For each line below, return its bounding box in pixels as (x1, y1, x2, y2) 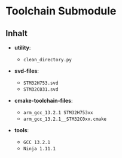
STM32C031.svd (23, 87, 59, 93)
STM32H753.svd (23, 80, 59, 86)
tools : (14, 127, 29, 133)
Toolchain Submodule (5, 4, 117, 18)
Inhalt (5, 28, 28, 38)
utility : (14, 44, 31, 51)
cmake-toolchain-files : (14, 97, 73, 104)
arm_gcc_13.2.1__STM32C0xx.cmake (23, 116, 107, 122)
